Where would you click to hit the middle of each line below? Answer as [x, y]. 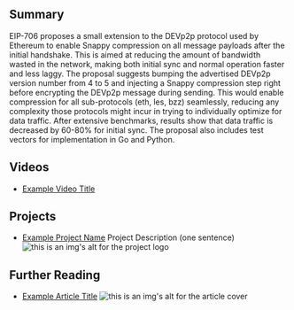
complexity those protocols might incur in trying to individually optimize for [146, 111]
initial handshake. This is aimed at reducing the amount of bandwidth [135, 54]
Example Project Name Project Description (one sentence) [128, 237]
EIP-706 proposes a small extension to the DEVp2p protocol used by [134, 35]
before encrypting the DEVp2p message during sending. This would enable [147, 92]
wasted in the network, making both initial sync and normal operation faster [147, 64]
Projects [33, 217]
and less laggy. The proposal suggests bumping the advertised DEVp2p [140, 74]
